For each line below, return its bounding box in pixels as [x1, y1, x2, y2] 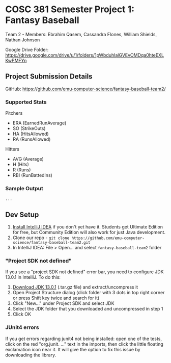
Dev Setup [5, 210, 39, 219]
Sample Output [5, 185, 43, 192]
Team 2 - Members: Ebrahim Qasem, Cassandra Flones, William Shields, [5, 31, 157, 37]
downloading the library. [5, 352, 56, 358]
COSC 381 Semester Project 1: [5, 4, 135, 15]
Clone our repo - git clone [12, 235, 70, 241]
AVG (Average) [12, 156, 44, 162]
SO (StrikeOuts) [12, 125, 46, 132]
